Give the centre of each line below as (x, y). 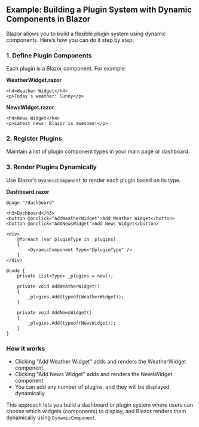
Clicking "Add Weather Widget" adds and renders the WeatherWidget (100, 362)
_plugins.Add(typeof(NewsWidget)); (72, 323)
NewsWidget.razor (30, 108)
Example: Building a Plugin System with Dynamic (99, 10)
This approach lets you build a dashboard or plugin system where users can (99, 405)
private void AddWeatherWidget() (59, 286)
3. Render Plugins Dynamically (52, 167)
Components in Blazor (48, 19)
